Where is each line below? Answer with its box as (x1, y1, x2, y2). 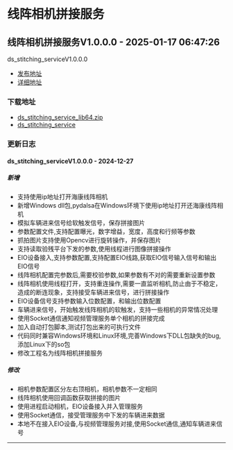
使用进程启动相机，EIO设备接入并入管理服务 (17, 402, 144, 410)
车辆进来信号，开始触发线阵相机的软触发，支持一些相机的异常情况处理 (17, 305, 218, 313)
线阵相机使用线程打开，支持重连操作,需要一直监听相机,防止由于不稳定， (17, 279, 222, 287)
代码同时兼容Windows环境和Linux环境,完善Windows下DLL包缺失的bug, (17, 331, 221, 340)
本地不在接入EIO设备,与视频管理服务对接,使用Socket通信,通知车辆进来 (17, 419, 217, 428)
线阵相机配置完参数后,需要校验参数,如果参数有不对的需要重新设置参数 (17, 270, 216, 278)
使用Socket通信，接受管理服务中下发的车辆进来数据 (17, 410, 165, 419)
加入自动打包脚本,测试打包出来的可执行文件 (17, 322, 141, 331)
